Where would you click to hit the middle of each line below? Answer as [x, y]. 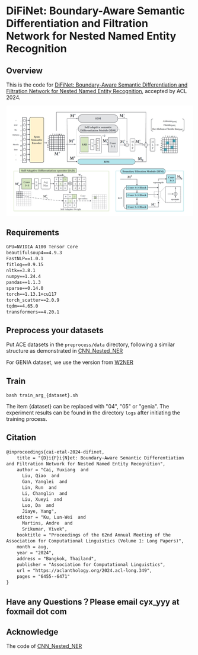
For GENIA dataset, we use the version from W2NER [70, 362]
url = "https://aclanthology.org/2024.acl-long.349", [84, 570]
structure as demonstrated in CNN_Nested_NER [65, 351]
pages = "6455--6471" [43, 576]
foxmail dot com [36, 612]
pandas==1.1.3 [24, 283]
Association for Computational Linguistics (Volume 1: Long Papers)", [95, 541]
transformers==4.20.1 [33, 312]
